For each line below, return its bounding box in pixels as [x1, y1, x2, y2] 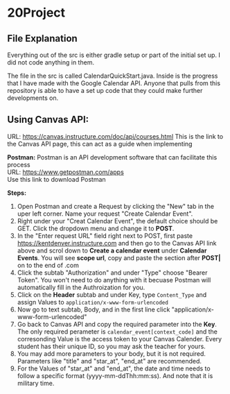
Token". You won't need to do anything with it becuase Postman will [17, 275, 211, 284]
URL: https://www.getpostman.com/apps [7, 168, 125, 176]
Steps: [7, 189, 26, 197]
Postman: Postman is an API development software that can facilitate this [7, 153, 218, 161]
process [7, 160, 30, 169]
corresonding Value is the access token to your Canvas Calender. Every [17, 334, 222, 343]
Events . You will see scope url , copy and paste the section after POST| [17, 253, 221, 262]
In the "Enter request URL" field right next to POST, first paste [17, 231, 193, 240]
